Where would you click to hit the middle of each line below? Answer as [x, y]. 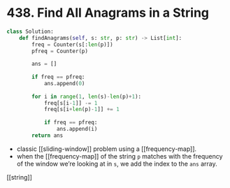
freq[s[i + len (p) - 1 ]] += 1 [81, 110]
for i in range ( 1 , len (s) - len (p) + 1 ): [86, 96]
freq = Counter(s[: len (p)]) [72, 44]
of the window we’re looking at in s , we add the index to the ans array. [117, 164]
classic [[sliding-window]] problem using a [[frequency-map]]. [107, 149]
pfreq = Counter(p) [60, 51]
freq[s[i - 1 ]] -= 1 [71, 103]
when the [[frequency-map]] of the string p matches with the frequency [120, 156]
